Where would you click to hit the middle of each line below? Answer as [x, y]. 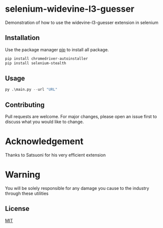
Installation [22, 38]
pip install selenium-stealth [36, 63]
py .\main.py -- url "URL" [31, 90]
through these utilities [27, 193]
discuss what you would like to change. [45, 122]
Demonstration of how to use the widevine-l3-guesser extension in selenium [82, 22]
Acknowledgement [44, 141]
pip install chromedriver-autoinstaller [47, 59]
